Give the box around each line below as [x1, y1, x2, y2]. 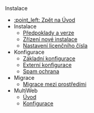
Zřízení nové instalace [22, 36, 78, 43]
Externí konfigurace [22, 62, 72, 68]
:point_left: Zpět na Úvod [13, 16, 75, 24]
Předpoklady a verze [22, 29, 75, 36]
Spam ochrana [22, 68, 60, 75]
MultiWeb [13, 87, 38, 94]
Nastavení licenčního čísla [22, 42, 88, 49]
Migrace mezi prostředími [22, 80, 87, 88]
